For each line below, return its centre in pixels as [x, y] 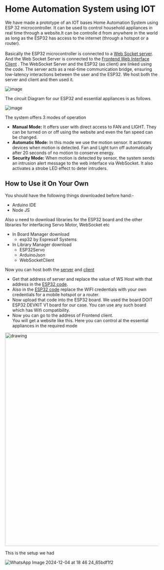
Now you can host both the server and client [50, 269]
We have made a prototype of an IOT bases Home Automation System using [82, 22]
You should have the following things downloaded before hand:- [70, 195]
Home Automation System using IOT [80, 9]
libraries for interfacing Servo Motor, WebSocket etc [57, 224]
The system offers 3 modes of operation [46, 117]
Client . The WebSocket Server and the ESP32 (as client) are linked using [79, 64]
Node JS [21, 210]
